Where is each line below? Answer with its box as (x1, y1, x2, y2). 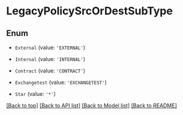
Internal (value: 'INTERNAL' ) (14, 56, 86, 62)
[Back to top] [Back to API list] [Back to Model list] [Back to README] (6, 102, 177, 109)
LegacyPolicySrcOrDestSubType (6, 4, 173, 18)
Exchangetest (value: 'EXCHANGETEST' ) (14, 79, 107, 86)
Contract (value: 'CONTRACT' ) (14, 67, 86, 74)
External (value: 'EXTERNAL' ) (14, 44, 86, 51)
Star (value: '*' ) (14, 90, 56, 97)
